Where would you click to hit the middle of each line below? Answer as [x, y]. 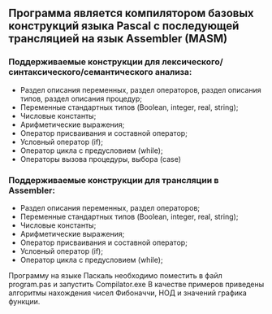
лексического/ [192, 62]
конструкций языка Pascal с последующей [124, 26]
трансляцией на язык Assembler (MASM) [118, 39]
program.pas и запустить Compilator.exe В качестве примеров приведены [136, 284]
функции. [24, 301]
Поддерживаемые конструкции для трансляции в [114, 180]
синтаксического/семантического [81, 72]
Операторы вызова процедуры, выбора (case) [100, 159]
